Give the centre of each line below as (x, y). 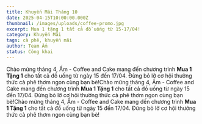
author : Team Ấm (27, 46)
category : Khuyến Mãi (34, 35)
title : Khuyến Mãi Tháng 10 (42, 12)
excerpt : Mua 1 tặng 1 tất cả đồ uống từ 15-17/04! (73, 29)
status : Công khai (30, 52)
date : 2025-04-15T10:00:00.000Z (47, 18)
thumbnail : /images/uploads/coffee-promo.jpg (65, 23)
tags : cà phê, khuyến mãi (39, 40)
